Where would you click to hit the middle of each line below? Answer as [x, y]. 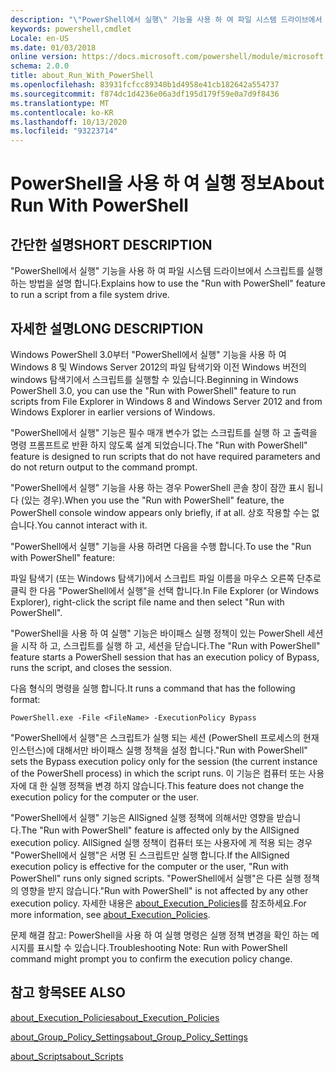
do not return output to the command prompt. [104, 467]
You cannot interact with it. [92, 525]
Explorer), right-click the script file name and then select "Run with [147, 602]
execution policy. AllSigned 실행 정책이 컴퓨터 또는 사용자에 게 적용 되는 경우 [161, 842]
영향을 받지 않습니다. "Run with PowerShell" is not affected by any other [164, 890]
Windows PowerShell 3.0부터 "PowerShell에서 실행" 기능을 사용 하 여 [148, 354]
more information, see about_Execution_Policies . [110, 914]
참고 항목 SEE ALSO [68, 992]
